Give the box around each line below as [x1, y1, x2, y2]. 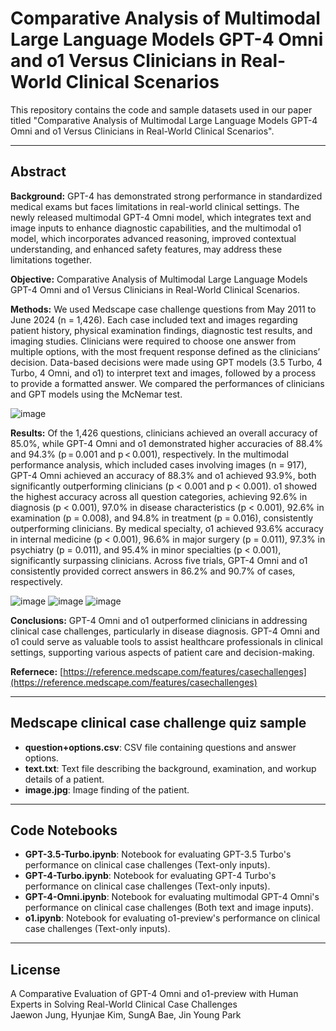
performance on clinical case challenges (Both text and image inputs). [24, 902, 314, 914]
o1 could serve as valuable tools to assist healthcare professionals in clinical [10, 635, 323, 647]
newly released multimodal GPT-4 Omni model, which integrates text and [10, 211, 312, 223]
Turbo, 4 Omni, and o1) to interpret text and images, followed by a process [10, 367, 317, 379]
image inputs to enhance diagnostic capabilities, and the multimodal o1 [10, 222, 302, 234]
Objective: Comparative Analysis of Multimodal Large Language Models [10, 273, 308, 285]
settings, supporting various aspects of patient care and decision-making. [10, 646, 315, 658]
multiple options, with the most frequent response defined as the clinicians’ [10, 345, 321, 357]
